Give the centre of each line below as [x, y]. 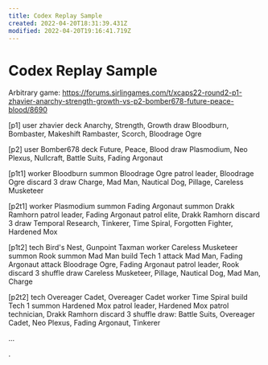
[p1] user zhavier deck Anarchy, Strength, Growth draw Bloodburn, [119, 125]
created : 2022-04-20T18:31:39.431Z [68, 23]
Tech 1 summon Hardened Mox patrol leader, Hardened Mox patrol [119, 306]
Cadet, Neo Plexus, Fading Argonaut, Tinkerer [85, 323]
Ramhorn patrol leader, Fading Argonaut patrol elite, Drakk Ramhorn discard [134, 215]
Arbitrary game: [35, 92]
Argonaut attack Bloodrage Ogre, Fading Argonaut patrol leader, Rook [124, 265]
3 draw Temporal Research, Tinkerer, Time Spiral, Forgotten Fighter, [121, 224]
